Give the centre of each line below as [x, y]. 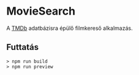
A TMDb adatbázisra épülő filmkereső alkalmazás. [69, 28]
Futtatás [22, 47]
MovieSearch [41, 11]
